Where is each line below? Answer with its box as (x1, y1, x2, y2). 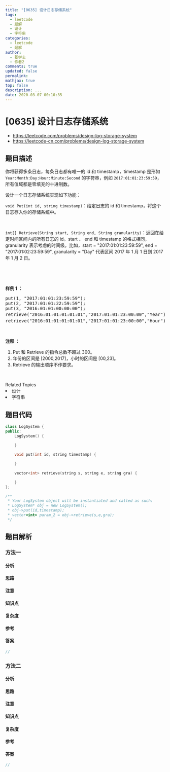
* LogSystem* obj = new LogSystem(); (7, 503, 87, 508)
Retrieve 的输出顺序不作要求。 (12, 362, 76, 368)
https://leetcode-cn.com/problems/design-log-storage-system (12, 138, 145, 144)
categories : (5, 36, 30, 41)
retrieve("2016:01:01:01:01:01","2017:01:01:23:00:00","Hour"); (5, 318, 169, 324)
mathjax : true (5, 78, 36, 83)
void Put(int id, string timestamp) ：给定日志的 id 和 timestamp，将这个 (5, 203, 161, 209)
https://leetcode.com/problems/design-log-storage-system (12, 133, 137, 139)
